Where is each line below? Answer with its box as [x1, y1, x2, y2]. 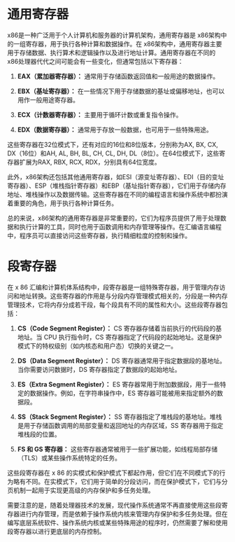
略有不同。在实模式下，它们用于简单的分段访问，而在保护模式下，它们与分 [13, 477, 228, 485]
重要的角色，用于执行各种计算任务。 [13, 199, 117, 207]
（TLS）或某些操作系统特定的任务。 [17, 453, 121, 462]
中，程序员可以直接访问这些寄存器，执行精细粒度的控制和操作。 [7, 231, 191, 239]
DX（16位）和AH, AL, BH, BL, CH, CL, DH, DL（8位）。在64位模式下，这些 [7, 148, 220, 158]
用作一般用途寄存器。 [17, 95, 79, 104]
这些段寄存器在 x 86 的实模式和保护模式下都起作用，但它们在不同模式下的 [7, 468, 220, 477]
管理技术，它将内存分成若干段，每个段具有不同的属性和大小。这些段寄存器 [7, 300, 222, 309]
